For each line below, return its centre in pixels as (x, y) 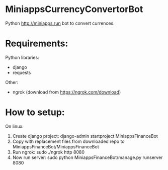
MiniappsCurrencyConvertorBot (74, 9)
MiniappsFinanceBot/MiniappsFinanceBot (56, 146)
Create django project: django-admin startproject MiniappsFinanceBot (85, 136)
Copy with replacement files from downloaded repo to (68, 141)
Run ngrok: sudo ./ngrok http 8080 (48, 152)
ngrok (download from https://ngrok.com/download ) (67, 92)
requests (22, 72)
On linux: (14, 126)
